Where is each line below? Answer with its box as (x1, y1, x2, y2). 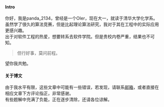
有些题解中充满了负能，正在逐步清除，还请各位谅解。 (5, 97, 112, 103)
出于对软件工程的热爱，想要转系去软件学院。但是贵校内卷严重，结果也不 (5, 34, 150, 40)
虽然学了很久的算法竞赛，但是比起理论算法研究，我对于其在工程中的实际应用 (5, 21, 159, 27)
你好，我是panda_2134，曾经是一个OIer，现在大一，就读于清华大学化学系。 (5, 15, 158, 21)
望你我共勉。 (5, 61, 31, 66)
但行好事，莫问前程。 (17, 50, 60, 56)
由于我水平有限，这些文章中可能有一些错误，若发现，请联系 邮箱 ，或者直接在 (5, 85, 159, 90)
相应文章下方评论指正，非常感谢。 (5, 90, 74, 96)
